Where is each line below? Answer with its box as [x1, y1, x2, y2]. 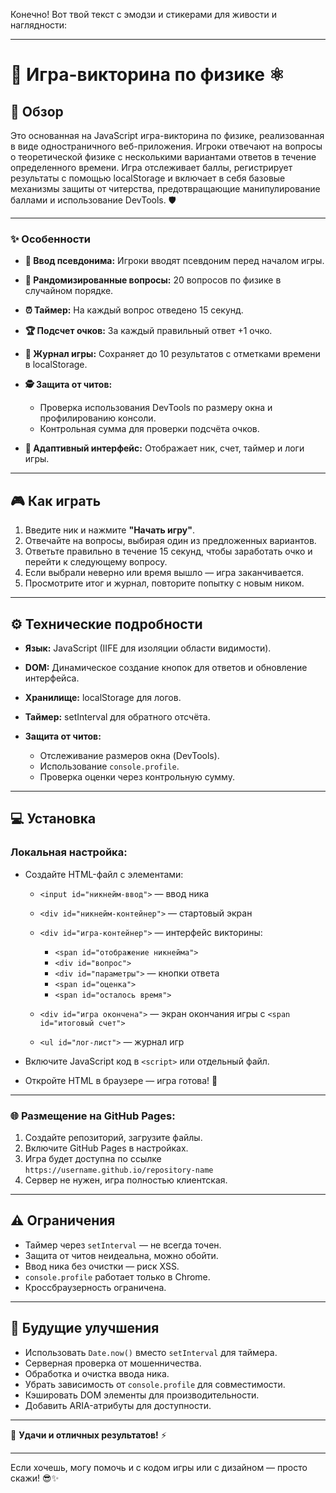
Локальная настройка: [10, 845, 128, 859]
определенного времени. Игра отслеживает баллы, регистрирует [10, 162, 293, 173]
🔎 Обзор [10, 103, 64, 120]
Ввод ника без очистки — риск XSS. [24, 1260, 180, 1272]
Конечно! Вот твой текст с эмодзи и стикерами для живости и [10, 9, 277, 20]
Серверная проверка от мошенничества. [24, 1357, 202, 1369]
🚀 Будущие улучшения [10, 1320, 160, 1337]
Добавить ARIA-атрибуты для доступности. [24, 1399, 212, 1411]
